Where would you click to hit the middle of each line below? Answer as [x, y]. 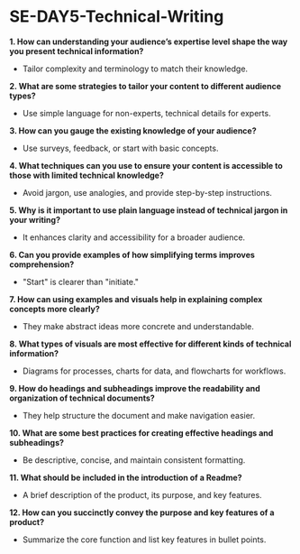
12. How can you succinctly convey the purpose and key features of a [142, 512]
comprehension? [42, 264]
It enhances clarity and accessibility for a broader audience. [134, 237]
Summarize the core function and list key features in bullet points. [144, 540]
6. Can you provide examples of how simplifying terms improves [132, 254]
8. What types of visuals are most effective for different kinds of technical [150, 344]
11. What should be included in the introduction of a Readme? [126, 477]
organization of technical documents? [82, 398]
